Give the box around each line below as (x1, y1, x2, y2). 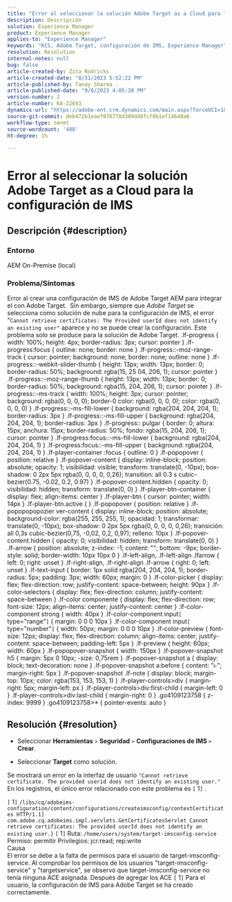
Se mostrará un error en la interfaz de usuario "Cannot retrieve (7, 771, 188, 780)
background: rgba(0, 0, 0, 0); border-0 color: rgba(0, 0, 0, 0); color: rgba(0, (7, 397, 221, 405)
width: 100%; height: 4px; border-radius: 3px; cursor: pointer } (7, 338, 185, 346)
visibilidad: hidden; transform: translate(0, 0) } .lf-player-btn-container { (7, 485, 211, 494)
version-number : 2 (7, 94, 60, 101)
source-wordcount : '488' (7, 126, 79, 133)
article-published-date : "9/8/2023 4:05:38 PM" (7, 87, 147, 94)
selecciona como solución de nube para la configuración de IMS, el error (7, 309, 215, 317)
